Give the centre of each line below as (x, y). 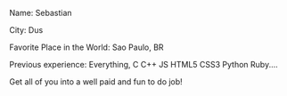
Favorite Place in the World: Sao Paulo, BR (86, 47)
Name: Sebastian (41, 13)
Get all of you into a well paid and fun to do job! (96, 82)
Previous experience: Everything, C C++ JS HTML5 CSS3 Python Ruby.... (143, 64)
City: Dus (26, 30)
